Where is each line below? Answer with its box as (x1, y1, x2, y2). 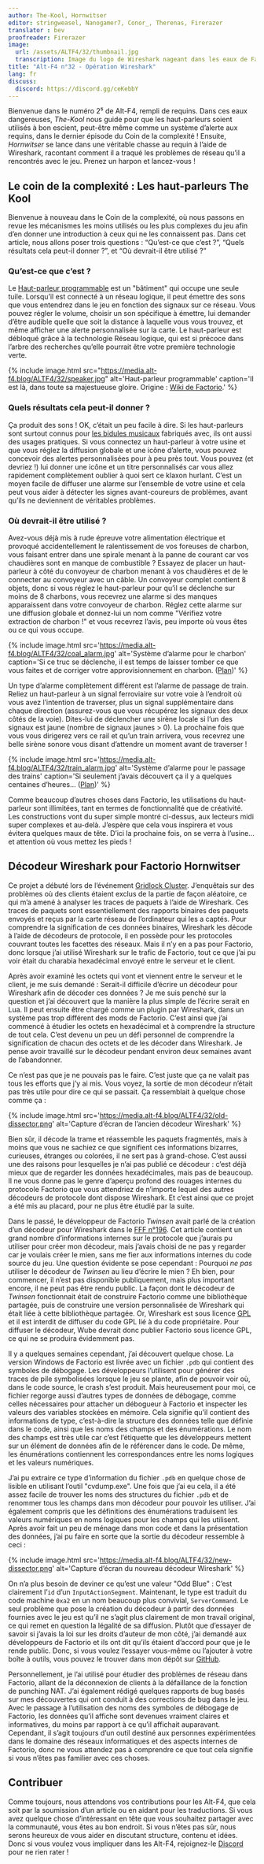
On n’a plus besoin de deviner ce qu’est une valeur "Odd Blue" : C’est (8, 1579, 233, 1588)
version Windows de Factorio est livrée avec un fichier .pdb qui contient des (8, 1357, 254, 1367)
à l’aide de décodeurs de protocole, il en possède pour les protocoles (8, 930, 233, 940)
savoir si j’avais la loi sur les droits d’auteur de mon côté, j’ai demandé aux (8, 1628, 247, 1639)
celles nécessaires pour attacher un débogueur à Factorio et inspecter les (8, 1399, 247, 1409)
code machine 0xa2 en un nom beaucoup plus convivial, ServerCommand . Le (8, 1595, 249, 1605)
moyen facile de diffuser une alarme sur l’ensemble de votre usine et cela (8, 478, 246, 488)
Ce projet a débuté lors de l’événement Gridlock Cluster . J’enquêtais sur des (8, 880, 255, 890)
